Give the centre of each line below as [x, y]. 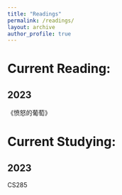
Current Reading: [59, 69]
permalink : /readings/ [41, 21]
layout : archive [31, 27]
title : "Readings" [34, 14]
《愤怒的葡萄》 [29, 113]
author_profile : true [39, 34]
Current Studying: [62, 142]
